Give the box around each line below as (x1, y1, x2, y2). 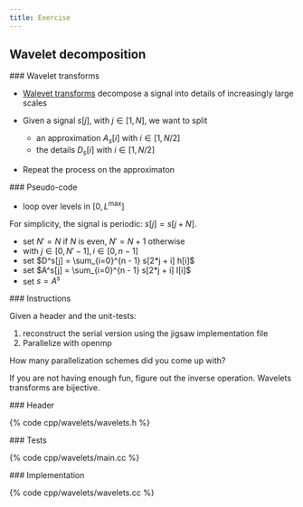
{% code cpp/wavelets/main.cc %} (9, 453, 140, 464)
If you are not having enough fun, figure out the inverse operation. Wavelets (9, 372, 292, 384)
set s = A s (22, 274, 61, 286)
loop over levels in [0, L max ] (22, 200, 125, 211)
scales (22, 98, 48, 108)
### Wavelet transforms (9, 70, 99, 81)
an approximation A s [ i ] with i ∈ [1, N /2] (35, 133, 181, 146)
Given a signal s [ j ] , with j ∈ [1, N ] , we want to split (22, 115, 208, 127)
